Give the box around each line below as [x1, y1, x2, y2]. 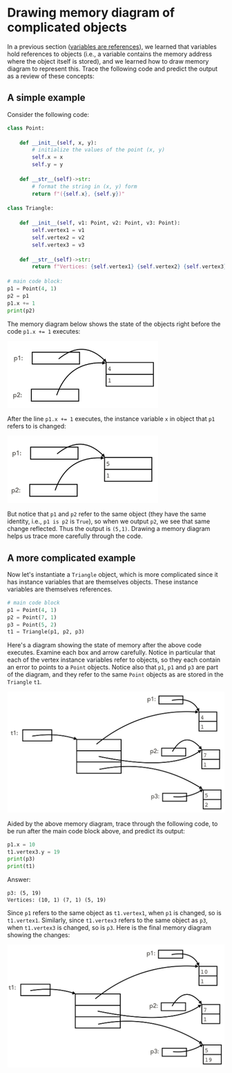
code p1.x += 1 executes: [7, 327, 81, 335]
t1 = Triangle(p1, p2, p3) [7, 629, 85, 635]
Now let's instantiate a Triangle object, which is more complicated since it [7, 570, 219, 579]
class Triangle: [7, 205, 54, 212]
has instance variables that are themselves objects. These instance [7, 577, 199, 586]
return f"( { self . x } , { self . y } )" [32, 190, 126, 197]
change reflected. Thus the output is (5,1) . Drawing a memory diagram [7, 525, 211, 533]
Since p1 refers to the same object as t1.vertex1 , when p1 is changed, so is [7, 909, 222, 917]
